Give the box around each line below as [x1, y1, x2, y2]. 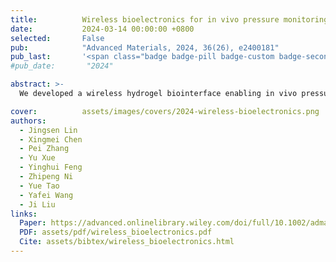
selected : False [10, 33, 105, 43]
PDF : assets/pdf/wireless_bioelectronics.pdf [19, 227, 213, 238]
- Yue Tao [19, 181, 60, 191]
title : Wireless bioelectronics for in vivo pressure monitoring [10, 14, 329, 25]
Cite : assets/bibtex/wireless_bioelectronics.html [19, 237, 235, 247]
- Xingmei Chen [19, 134, 83, 145]
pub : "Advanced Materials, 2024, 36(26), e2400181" [10, 42, 280, 53]
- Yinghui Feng [19, 162, 83, 173]
